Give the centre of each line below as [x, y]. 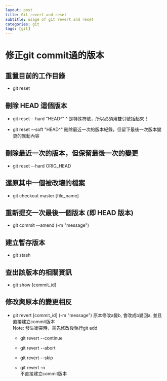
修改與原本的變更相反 [38, 302]
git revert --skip [36, 358]
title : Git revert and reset [36, 15]
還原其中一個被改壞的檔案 [45, 183]
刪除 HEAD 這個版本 [36, 105]
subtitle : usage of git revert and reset [50, 19]
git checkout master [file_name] [46, 195]
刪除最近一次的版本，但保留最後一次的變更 [72, 153]
